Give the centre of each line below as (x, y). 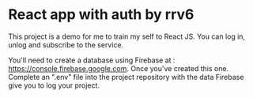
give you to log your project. (54, 85)
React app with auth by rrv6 (101, 15)
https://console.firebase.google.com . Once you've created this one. (119, 68)
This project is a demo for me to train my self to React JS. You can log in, (127, 36)
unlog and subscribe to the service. (66, 44)
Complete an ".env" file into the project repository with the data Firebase (126, 77)
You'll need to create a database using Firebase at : (92, 60)
